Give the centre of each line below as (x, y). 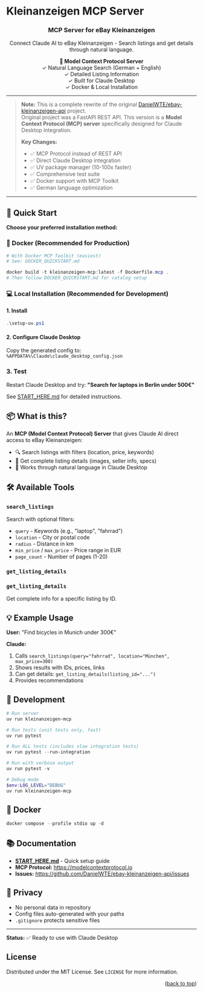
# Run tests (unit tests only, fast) (54, 730)
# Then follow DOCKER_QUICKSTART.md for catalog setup (77, 278)
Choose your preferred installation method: (62, 228)
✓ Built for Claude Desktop (101, 81)
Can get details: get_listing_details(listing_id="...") (85, 674)
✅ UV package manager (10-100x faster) (81, 167)
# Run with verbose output (40, 763)
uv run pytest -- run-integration (48, 752)
